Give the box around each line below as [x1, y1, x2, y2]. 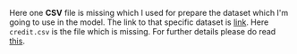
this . [9, 35, 25, 46]
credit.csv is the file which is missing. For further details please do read [9, 27, 276, 36]
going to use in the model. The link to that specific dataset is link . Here [9, 17, 269, 27]
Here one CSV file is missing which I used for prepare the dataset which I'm [9, 8, 289, 18]
